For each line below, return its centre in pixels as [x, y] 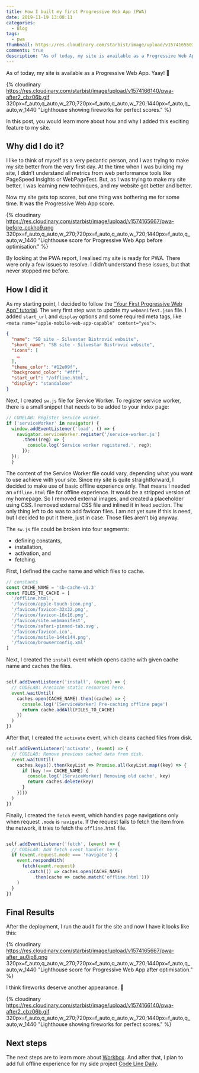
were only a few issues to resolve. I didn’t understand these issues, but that [98, 265]
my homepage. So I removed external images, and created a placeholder [95, 498]
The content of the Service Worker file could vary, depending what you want [99, 473]
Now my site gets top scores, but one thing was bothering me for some [93, 197]
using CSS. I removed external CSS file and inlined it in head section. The [94, 505]
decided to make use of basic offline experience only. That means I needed [98, 486]
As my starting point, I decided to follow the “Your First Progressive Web [94, 304]
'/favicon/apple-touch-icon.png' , [54, 604]
